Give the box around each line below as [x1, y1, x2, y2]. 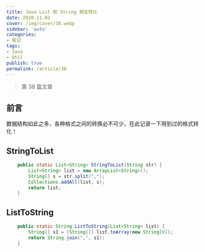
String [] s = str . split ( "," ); [28, 173, 105, 179]
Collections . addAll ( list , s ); [28, 179, 105, 185]
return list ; [28, 184, 62, 191]
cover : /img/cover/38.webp [6, 20, 75, 26]
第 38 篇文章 [21, 83, 53, 90]
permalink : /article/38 [6, 65, 67, 72]
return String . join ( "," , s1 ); [28, 234, 105, 241]
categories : [6, 32, 37, 38]
